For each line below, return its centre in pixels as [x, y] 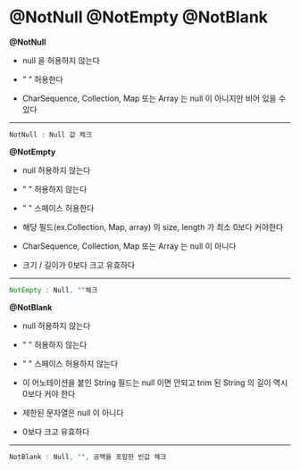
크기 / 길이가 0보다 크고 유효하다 [79, 265]
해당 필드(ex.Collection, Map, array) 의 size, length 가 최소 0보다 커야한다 [153, 227]
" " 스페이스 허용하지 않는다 [70, 363]
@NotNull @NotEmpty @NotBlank [139, 17]
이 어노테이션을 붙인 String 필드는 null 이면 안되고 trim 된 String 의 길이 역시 [155, 383]
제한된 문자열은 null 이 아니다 [73, 412]
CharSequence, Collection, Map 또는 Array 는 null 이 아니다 [129, 246]
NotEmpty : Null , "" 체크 [54, 290]
